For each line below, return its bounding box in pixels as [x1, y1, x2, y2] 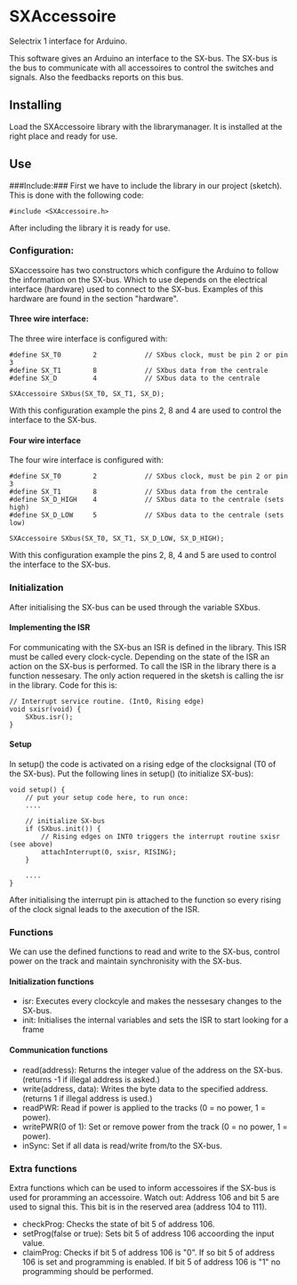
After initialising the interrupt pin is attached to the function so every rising [9, 894, 282, 905]
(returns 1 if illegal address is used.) [21, 1093, 153, 1103]
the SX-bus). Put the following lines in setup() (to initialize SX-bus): [9, 768, 254, 779]
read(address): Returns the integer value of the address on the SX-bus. [21, 1064, 283, 1075]
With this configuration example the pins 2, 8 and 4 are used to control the [9, 405, 282, 416]
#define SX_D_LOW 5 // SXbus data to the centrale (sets [9, 511, 285, 520]
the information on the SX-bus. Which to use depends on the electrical [9, 274, 269, 285]
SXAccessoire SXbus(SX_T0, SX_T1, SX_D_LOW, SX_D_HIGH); [9, 534, 225, 544]
